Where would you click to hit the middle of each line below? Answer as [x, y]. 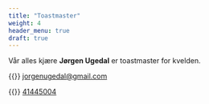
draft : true [28, 38]
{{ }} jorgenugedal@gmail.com [58, 76]
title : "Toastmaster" [45, 16]
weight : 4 [25, 23]
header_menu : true [39, 30]
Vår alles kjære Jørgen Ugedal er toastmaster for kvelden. [104, 61]
